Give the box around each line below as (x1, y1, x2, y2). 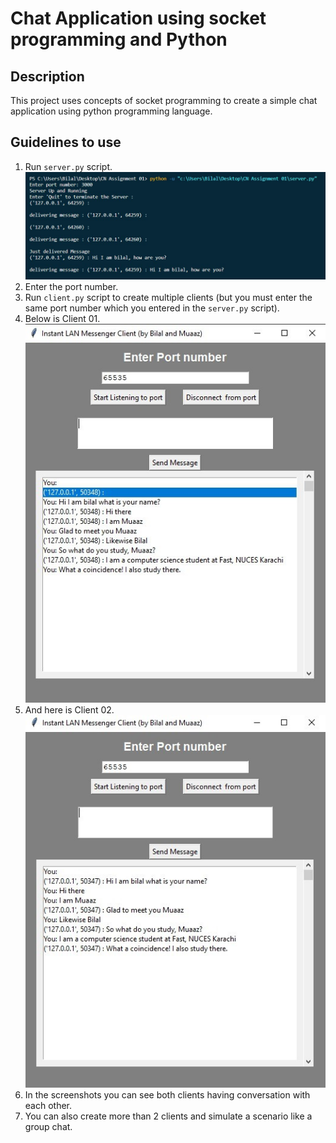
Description (10, 68, 85, 85)
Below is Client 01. (24, 313, 101, 325)
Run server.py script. (24, 160, 113, 172)
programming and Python (10, 28, 228, 51)
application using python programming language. (10, 105, 213, 117)
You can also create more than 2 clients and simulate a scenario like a (24, 1110, 313, 1122)
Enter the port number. (24, 281, 119, 293)
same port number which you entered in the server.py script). (24, 302, 280, 314)
